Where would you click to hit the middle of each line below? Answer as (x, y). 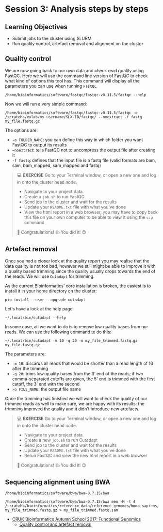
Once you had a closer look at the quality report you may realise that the (77, 261)
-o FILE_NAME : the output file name (46, 389)
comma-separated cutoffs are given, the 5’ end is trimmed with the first (83, 379)
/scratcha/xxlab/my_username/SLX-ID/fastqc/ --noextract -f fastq (73, 117)
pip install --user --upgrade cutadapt (45, 300)
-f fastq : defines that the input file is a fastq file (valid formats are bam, (84, 160)
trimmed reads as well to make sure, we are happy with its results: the (75, 403)
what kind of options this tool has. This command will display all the (72, 81)
